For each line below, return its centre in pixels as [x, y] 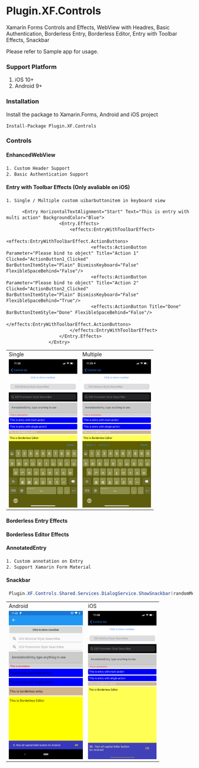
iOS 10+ [24, 80]
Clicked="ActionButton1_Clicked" [47, 259]
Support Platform [32, 66]
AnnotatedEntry [26, 548]
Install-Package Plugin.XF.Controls [51, 126]
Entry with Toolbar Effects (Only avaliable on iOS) [68, 187]
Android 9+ [28, 86]
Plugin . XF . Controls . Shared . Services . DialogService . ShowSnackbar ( [91, 593]
